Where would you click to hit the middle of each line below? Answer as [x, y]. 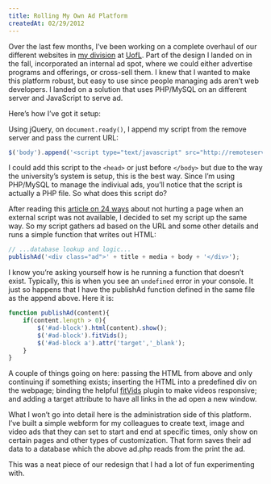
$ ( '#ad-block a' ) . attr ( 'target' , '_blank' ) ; [111, 343]
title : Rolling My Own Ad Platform [68, 16]
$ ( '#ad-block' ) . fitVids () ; [83, 336]
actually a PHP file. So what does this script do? [88, 194]
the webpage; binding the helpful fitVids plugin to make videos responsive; [133, 390]
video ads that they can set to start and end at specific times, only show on [133, 432]
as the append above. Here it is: [61, 298]
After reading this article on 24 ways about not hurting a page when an [126, 209]
